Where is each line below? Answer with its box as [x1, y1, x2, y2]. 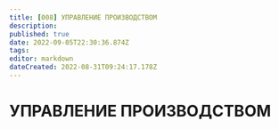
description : [9, 21, 58, 30]
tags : [9, 46, 29, 55]
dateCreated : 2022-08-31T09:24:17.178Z [9, 63, 158, 72]
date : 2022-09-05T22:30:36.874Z [9, 37, 129, 47]
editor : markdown [9, 54, 74, 63]
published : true [9, 29, 70, 38]
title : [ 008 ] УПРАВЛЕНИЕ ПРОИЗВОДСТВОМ [9, 12, 158, 22]
